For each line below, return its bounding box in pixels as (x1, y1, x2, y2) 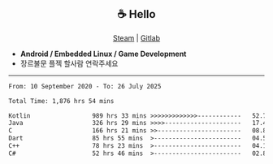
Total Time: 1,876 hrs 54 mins (8, 97, 115, 105)
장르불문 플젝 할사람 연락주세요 (19, 58, 119, 68)
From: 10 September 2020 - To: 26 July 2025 (8, 82, 162, 90)
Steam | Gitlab (112, 32, 161, 43)
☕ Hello (117, 7, 156, 21)
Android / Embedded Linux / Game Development (19, 49, 187, 58)
